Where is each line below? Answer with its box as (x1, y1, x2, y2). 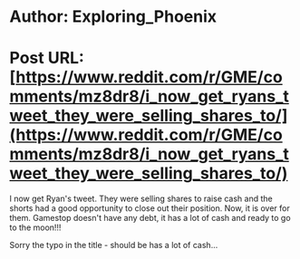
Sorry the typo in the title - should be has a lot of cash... (9, 240, 218, 251)
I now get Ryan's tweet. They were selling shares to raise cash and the (9, 193, 274, 205)
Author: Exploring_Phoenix (9, 6, 218, 27)
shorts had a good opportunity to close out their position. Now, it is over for (9, 203, 290, 214)
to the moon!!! (9, 222, 62, 233)
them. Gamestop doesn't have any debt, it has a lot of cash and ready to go (9, 213, 292, 224)
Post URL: (9, 48, 84, 69)
